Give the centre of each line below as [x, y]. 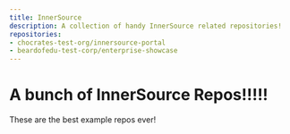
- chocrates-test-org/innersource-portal [88, 42]
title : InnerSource [46, 17]
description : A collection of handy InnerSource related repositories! [145, 26]
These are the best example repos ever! [83, 120]
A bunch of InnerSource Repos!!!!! [139, 95]
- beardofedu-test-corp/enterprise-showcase [94, 51]
